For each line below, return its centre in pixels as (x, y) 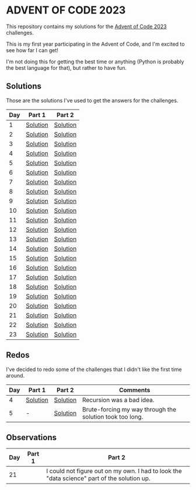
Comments (134, 390)
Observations (32, 437)
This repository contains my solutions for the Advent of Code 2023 (87, 26)
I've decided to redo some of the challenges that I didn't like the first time (94, 369)
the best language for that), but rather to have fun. (66, 67)
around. (15, 375)
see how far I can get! (32, 50)
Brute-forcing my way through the (129, 409)
